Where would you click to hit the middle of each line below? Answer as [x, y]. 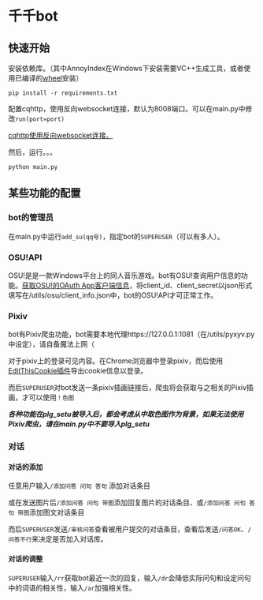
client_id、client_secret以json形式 [198, 285]
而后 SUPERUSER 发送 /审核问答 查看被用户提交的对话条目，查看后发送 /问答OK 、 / [130, 529]
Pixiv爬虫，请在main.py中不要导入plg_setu [79, 424]
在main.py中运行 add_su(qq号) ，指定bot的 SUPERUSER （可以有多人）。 [116, 236]
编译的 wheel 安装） [52, 78]
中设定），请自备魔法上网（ [51, 344]
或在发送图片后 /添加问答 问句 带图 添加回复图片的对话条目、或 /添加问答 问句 [127, 503]
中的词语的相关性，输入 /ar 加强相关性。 [72, 587]
